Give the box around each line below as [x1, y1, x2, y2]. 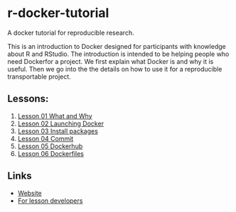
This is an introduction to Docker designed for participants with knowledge [7, 42, 226, 50]
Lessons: [7, 93, 49, 105]
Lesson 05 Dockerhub [17, 142, 83, 150]
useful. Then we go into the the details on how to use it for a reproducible [7, 65, 222, 73]
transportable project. [7, 72, 71, 81]
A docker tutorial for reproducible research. [7, 28, 134, 37]
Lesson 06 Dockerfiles [17, 149, 84, 157]
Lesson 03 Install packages [17, 126, 98, 135]
